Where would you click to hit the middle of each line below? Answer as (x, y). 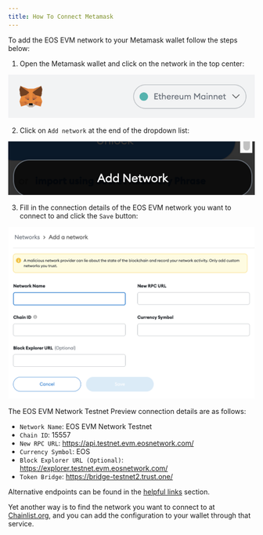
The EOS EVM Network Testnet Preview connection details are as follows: (127, 411)
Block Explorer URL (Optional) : (71, 460)
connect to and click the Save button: (79, 215)
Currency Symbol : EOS (55, 451)
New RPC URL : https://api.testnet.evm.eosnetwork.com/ (106, 443)
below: (19, 48)
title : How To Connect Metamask (61, 16)
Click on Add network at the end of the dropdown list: (104, 130)
